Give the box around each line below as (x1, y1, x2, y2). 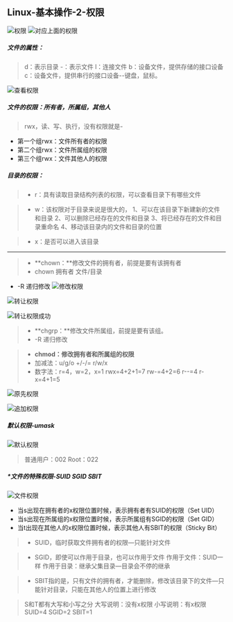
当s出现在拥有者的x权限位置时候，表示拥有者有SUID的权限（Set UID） (17, 506, 218, 514)
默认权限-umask (7, 422, 55, 430)
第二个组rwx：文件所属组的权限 (17, 145, 107, 154)
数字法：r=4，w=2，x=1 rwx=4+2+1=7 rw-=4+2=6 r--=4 (34, 367, 198, 376)
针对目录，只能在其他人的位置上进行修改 (40, 585, 157, 593)
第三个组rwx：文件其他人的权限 (17, 154, 107, 162)
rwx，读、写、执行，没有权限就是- (24, 122, 123, 130)
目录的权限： (7, 171, 44, 180)
